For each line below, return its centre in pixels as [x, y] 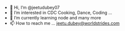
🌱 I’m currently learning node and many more [55, 18]
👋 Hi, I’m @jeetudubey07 [35, 8]
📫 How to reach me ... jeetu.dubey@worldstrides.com [65, 23]
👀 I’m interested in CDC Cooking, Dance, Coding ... [61, 13]
